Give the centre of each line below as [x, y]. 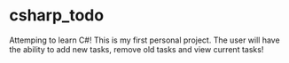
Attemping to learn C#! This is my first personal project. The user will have [145, 40]
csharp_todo [57, 16]
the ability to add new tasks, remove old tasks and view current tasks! [137, 49]
